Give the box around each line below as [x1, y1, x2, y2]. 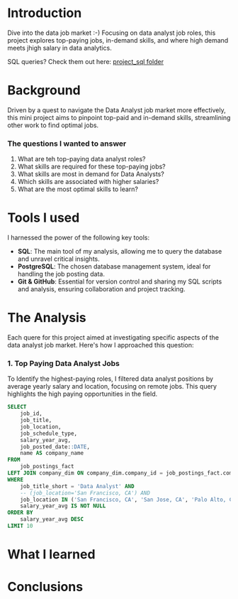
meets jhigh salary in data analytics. [7, 43, 112, 52]
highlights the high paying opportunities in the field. [7, 389, 158, 399]
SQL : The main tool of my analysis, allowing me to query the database [17, 247, 222, 256]
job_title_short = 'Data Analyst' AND [20, 482, 135, 490]
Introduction [7, 5, 82, 21]
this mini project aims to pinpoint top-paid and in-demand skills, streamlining [7, 113, 231, 122]
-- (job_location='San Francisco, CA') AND [20, 489, 151, 497]
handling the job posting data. [17, 270, 105, 279]
